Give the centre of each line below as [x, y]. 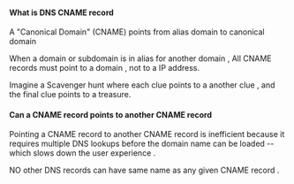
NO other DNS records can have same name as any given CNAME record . [144, 170]
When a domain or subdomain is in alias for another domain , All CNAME [140, 58]
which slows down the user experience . [83, 153]
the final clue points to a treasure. [70, 95]
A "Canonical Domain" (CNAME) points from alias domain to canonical [137, 32]
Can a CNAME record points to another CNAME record [111, 114]
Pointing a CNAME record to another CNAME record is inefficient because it [147, 134]
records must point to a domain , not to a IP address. [105, 68]
